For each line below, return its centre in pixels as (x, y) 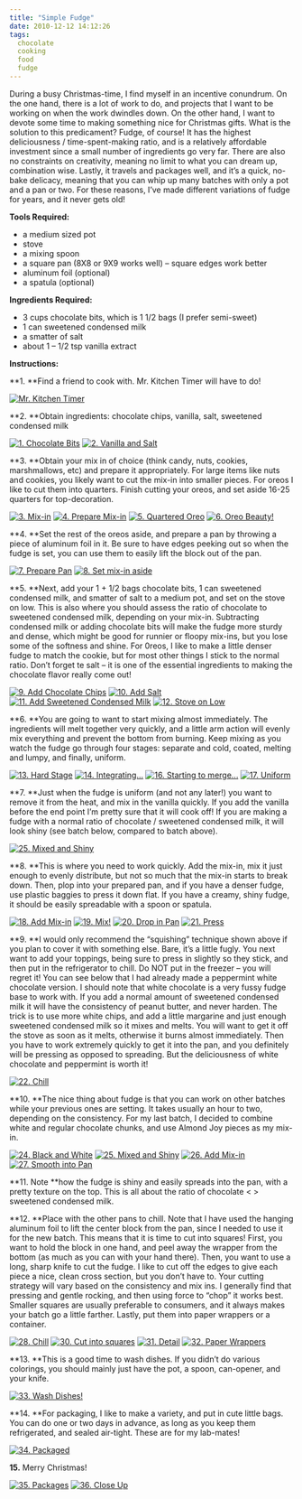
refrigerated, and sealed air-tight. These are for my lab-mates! (125, 1432)
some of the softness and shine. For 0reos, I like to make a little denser (141, 646)
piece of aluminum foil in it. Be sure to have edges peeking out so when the (149, 544)
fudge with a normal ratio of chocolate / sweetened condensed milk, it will (146, 821)
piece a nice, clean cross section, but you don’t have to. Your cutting (137, 1276)
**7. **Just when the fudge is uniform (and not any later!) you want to (141, 792)
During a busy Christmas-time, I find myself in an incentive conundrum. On (148, 93)
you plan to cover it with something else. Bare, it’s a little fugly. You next (142, 948)
